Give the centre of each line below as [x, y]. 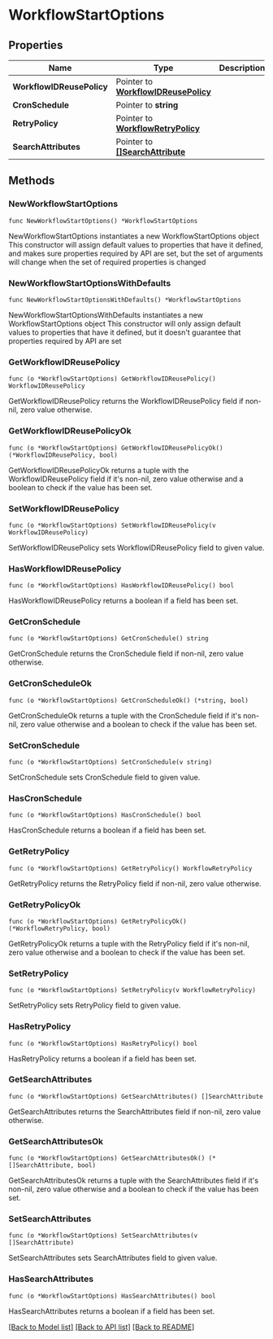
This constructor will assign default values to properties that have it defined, [136, 244]
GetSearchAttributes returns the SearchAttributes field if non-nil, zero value [135, 1111]
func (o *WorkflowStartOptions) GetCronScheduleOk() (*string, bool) [129, 700]
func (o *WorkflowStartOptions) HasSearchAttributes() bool [113, 1296]
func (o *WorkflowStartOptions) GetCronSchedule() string [108, 639]
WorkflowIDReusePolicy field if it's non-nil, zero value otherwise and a [126, 479]
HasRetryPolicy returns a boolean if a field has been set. [102, 1058]
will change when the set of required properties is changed [107, 261]
